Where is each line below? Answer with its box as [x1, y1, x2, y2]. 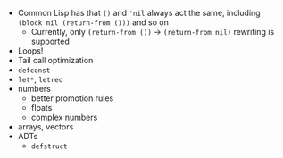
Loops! [17, 46, 44, 56]
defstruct [30, 142, 69, 151]
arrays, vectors [17, 121, 74, 132]
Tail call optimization [17, 55, 94, 65]
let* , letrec [17, 74, 63, 84]
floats [30, 103, 53, 112]
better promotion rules [30, 93, 114, 104]
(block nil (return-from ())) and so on [17, 17, 170, 28]
